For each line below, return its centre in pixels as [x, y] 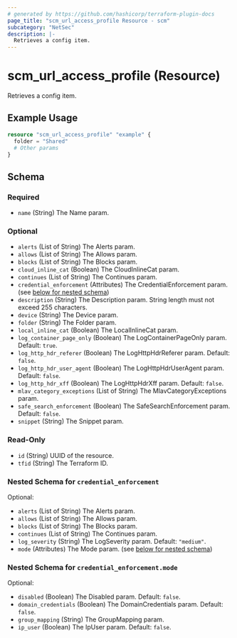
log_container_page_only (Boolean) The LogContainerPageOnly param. [122, 338]
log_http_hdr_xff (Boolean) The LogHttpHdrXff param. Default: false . [121, 384]
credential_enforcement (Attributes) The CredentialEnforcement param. [122, 285]
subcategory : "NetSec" [41, 27]
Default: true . [37, 345]
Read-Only [27, 440]
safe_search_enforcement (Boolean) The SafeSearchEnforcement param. [124, 406]
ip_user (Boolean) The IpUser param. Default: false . [95, 627]
